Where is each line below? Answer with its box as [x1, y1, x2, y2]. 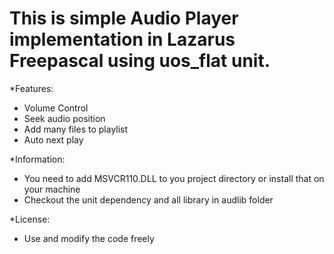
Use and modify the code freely [23, 232, 155, 244]
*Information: [9, 153, 66, 165]
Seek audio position [23, 112, 106, 124]
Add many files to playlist [23, 123, 129, 135]
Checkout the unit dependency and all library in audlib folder [23, 193, 274, 206]
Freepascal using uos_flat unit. [9, 50, 271, 72]
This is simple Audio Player [9, 7, 239, 30]
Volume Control [23, 102, 89, 114]
